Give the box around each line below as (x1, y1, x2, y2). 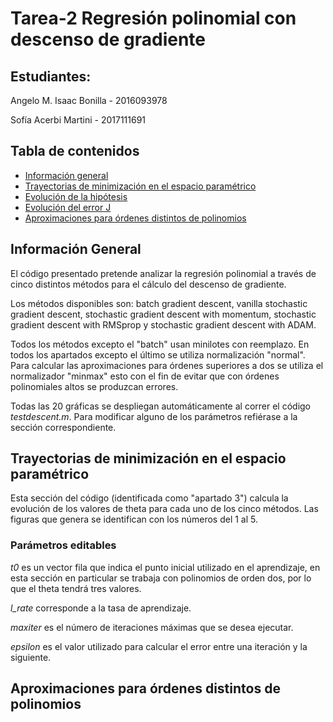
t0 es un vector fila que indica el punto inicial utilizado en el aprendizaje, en (10, 561, 321, 573)
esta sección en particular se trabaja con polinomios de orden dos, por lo (10, 572, 312, 584)
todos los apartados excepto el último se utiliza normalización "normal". (10, 348, 306, 361)
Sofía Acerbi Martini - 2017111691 (10, 114, 147, 126)
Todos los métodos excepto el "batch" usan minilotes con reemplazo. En (10, 338, 310, 350)
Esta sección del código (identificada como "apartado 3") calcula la (10, 492, 289, 504)
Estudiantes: (10, 68, 92, 85)
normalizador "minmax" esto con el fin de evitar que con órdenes (10, 370, 280, 382)
